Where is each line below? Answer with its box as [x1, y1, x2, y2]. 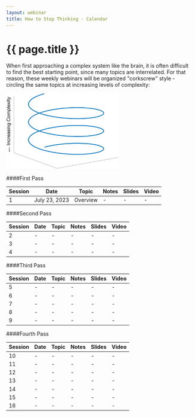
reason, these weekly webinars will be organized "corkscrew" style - [6, 75, 175, 82]
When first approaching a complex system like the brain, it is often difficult [6, 62, 189, 69]
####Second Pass [6, 209, 52, 217]
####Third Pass [6, 261, 46, 269]
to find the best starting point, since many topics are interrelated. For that [6, 69, 186, 76]
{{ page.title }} [6, 42, 80, 56]
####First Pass [6, 174, 44, 182]
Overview [74, 196, 98, 203]
